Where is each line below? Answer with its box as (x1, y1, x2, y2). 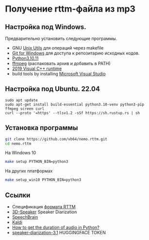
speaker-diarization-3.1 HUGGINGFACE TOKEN (12, 229, 106, 235)
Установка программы (5, 124, 79, 132)
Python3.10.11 (12, 55, 39, 61)
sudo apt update (5, 98, 38, 103)
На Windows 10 (5, 150, 36, 156)
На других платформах (5, 168, 53, 174)
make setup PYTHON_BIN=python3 (5, 159, 68, 164)
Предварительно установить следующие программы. (5, 35, 117, 41)
